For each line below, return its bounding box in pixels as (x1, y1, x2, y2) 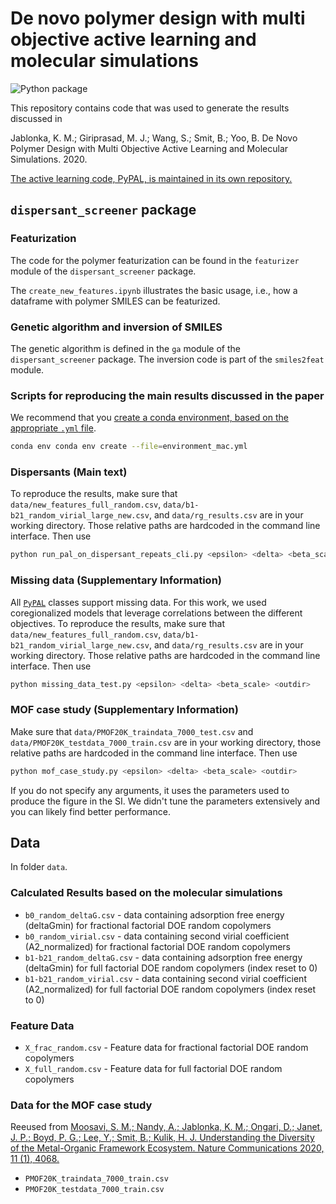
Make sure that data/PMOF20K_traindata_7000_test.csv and (10, 725, 254, 737)
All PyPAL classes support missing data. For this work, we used (10, 596, 267, 608)
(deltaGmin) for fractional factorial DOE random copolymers (24, 919, 272, 931)
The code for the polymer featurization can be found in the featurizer (10, 254, 300, 266)
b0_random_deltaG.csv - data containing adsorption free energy (24, 908, 285, 921)
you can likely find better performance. (10, 805, 171, 817)
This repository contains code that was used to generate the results (10, 102, 290, 114)
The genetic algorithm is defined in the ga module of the (10, 342, 241, 354)
